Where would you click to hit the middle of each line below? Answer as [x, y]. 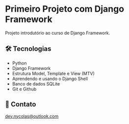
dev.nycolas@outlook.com [32, 116]
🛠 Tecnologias [28, 49]
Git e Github [24, 89]
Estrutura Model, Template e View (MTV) [53, 73]
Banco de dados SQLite [36, 83]
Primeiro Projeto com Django [64, 9]
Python [19, 63]
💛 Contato [21, 104]
